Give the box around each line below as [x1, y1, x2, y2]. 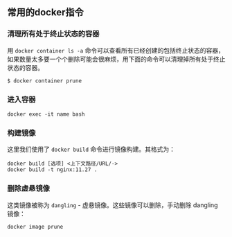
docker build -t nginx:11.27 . [7, 166, 98, 173]
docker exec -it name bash [7, 110, 85, 118]
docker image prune [7, 223, 64, 230]
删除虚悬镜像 [7, 184, 51, 193]
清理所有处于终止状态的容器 [7, 29, 100, 39]
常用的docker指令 [7, 6, 84, 19]
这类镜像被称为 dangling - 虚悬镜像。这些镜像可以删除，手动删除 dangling [7, 200, 218, 209]
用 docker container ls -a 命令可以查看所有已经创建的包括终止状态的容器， [7, 46, 225, 54]
